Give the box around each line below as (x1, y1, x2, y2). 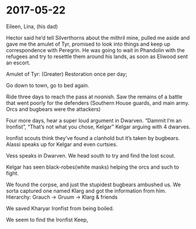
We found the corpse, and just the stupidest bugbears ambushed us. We (6, 181, 181, 188)
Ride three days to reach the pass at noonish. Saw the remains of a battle (6, 93, 183, 100)
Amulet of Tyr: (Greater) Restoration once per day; (6, 70, 128, 77)
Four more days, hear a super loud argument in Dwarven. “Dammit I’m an (6, 117, 182, 124)
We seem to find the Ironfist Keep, (6, 216, 88, 223)
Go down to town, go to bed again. (6, 81, 90, 88)
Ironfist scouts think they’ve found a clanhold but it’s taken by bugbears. (6, 134, 180, 141)
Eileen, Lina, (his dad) (6, 23, 59, 30)
